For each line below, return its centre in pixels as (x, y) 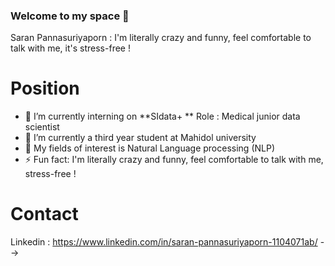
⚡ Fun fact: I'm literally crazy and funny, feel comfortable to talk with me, (174, 160)
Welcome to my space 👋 (70, 16)
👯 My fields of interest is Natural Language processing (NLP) (150, 148)
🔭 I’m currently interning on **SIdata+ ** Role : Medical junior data (162, 116)
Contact (44, 214)
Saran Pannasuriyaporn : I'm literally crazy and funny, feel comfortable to (161, 38)
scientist (42, 127)
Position (45, 88)
